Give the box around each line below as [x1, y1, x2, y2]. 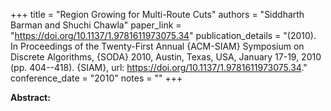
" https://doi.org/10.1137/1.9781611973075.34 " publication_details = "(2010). [10, 30, 317, 41]
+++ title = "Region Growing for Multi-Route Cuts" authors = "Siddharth [10, 9, 305, 20]
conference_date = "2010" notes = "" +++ [10, 72, 183, 84]
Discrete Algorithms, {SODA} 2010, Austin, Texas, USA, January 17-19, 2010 [10, 51, 322, 63]
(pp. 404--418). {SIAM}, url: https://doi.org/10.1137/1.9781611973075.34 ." [10, 62, 308, 73]
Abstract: [10, 92, 51, 103]
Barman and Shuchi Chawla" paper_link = [10, 19, 182, 31]
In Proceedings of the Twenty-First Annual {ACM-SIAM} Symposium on [10, 40, 305, 52]
